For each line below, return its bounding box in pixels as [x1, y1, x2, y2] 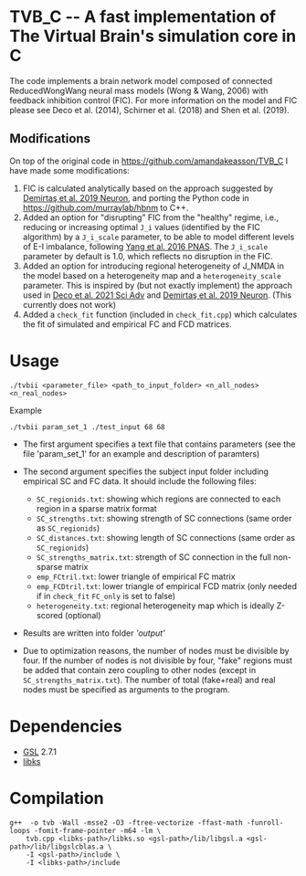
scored [36, 609, 64, 620]
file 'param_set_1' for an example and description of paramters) [22, 448, 260, 459]
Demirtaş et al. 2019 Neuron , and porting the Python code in [22, 192, 249, 203]
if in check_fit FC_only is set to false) [36, 590, 176, 601]
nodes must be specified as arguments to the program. [22, 683, 230, 695]
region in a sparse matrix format [36, 502, 157, 513]
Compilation [9, 787, 104, 808]
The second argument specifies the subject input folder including [22, 466, 269, 477]
